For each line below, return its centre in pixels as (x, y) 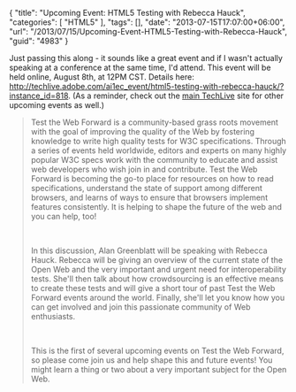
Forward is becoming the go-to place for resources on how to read (152, 179)
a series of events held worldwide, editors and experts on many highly (159, 150)
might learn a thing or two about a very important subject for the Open (159, 369)
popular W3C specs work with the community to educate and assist (154, 160)
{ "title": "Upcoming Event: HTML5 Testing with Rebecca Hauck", (127, 13)
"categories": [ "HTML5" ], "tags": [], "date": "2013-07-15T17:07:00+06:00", (147, 22)
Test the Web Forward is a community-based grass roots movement (154, 122)
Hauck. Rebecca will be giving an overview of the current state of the (157, 260)
